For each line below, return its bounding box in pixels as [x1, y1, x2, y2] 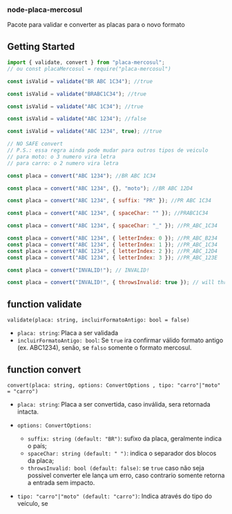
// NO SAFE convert [7, 141, 64, 148]
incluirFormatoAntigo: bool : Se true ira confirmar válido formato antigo [17, 336, 224, 344]
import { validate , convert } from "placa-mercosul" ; [7, 59, 166, 67]
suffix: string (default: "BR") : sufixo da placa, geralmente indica [27, 434, 222, 443]
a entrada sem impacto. [27, 478, 95, 486]
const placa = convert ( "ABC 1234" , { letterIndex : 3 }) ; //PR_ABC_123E [7, 254, 217, 261]
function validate [7, 298, 82, 310]
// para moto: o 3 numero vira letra [7, 153, 116, 160]
